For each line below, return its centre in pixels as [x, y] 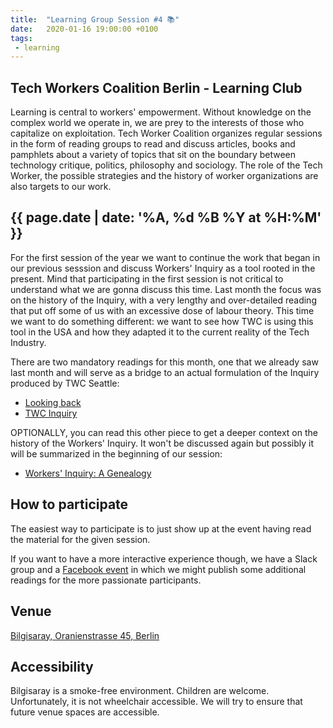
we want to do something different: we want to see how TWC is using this [162, 321]
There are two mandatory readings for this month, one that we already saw [164, 362]
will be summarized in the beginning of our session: [116, 453]
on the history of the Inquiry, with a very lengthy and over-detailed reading [163, 300]
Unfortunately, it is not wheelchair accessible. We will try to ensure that [156, 702]
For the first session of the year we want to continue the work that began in [165, 257]
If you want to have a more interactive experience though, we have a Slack [164, 558]
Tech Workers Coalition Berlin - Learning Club [156, 87]
